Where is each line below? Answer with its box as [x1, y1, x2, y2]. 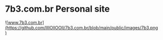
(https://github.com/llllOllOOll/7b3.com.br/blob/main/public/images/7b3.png [5, 24, 158, 30]
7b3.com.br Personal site [5, 3, 110, 15]
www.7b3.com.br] [8, 20, 44, 25]
